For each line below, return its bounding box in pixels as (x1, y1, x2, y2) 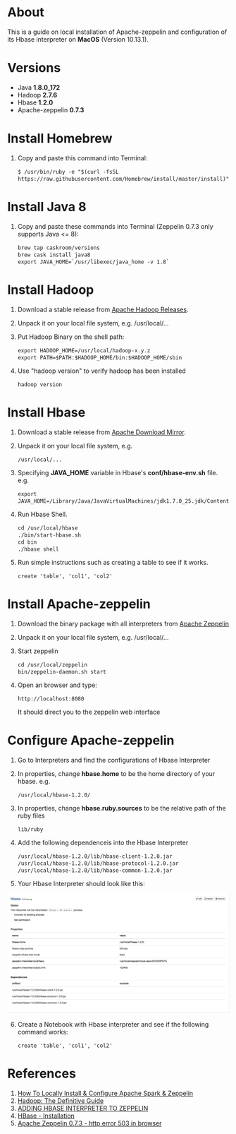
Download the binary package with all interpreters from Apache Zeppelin (17, 619, 229, 628)
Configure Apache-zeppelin (7, 732, 175, 748)
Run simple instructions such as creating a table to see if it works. (17, 558, 209, 566)
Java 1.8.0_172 (17, 83, 61, 92)
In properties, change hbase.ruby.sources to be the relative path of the (17, 804, 227, 812)
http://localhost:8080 (17, 695, 85, 703)
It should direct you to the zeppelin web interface (17, 708, 161, 716)
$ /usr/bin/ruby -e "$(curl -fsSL (17, 168, 119, 175)
